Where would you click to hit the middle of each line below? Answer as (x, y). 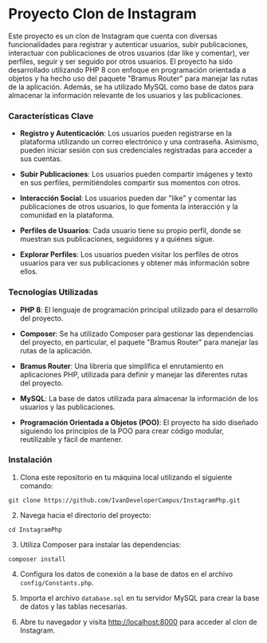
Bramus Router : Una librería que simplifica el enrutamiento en (122, 366)
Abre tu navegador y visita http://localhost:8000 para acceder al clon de (138, 621)
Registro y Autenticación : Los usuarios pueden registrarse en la (126, 133)
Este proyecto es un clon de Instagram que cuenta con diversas (113, 36)
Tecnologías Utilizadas (53, 292)
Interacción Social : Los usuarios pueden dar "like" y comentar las (128, 198)
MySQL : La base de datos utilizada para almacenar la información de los (139, 398)
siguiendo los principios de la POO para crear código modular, (122, 431)
